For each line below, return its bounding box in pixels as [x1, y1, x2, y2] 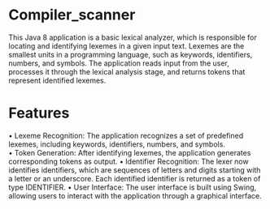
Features [8, 104, 70, 122]
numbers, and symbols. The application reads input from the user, [8, 58, 229, 68]
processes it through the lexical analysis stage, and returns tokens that [8, 66, 246, 76]
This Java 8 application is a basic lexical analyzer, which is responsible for [8, 32, 258, 42]
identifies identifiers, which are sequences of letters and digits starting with [8, 164, 261, 175]
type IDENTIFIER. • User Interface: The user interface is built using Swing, [8, 182, 257, 192]
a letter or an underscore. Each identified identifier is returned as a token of [8, 173, 261, 183]
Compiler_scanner [8, 6, 136, 24]
